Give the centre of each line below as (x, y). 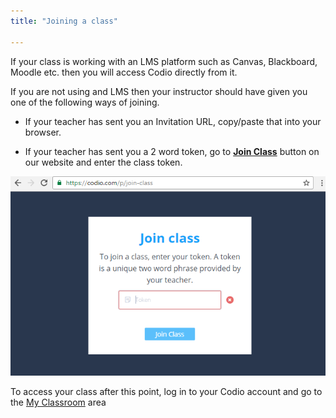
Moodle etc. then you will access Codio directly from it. (124, 72)
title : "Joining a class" (64, 21)
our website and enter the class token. (103, 162)
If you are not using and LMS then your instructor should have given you (159, 91)
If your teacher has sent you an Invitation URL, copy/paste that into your (173, 121)
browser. (43, 132)
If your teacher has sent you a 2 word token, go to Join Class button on (172, 151)
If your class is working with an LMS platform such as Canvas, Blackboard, (164, 61)
